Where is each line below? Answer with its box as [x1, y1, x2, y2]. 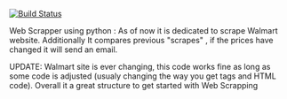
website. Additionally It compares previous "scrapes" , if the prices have [9, 35, 274, 45]
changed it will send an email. [9, 44, 118, 55]
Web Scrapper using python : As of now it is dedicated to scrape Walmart [9, 26, 278, 35]
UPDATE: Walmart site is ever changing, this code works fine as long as [9, 62, 271, 72]
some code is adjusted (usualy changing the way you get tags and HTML [9, 71, 277, 81]
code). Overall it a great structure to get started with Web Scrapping [9, 80, 259, 90]
